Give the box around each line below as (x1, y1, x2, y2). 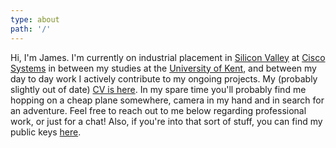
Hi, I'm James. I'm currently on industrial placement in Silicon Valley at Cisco (10, 51, 326, 63)
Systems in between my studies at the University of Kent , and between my (10, 62, 317, 74)
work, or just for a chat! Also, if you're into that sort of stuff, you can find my (10, 115, 323, 127)
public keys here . (10, 126, 82, 138)
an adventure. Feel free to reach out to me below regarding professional (10, 104, 307, 116)
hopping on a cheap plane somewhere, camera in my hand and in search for (10, 94, 325, 106)
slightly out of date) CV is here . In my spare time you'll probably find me (10, 83, 307, 95)
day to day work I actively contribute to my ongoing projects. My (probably (10, 72, 318, 85)
